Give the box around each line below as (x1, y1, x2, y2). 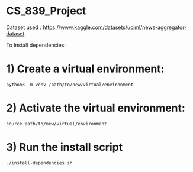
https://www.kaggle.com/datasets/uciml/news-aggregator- (42, 24, 187, 31)
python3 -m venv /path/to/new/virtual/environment (6, 82, 134, 87)
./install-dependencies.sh (6, 160, 73, 166)
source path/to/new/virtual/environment (6, 121, 108, 126)
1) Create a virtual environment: (6, 62, 165, 76)
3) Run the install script (6, 141, 123, 154)
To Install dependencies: (6, 41, 66, 48)
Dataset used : (6, 24, 41, 31)
